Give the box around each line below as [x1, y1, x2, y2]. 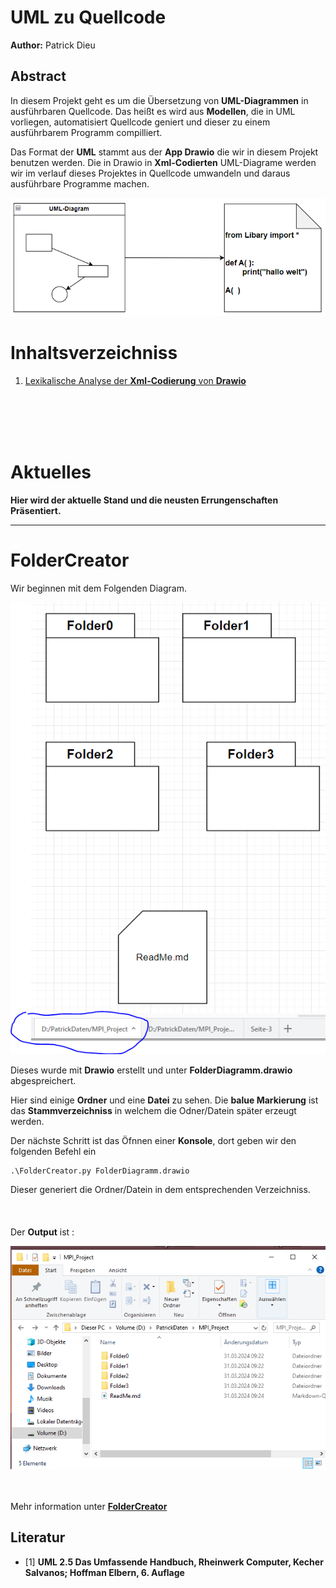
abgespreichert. [10, 1075, 77, 1087]
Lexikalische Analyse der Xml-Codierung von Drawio [24, 375, 247, 387]
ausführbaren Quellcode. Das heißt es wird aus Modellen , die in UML [10, 105, 296, 117]
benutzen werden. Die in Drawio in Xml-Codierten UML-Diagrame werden [10, 156, 317, 168]
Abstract [10, 68, 67, 85]
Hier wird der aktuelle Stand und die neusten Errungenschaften [10, 494, 279, 506]
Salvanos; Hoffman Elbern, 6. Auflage [24, 1566, 185, 1578]
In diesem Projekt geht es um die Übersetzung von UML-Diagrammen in [10, 94, 309, 106]
